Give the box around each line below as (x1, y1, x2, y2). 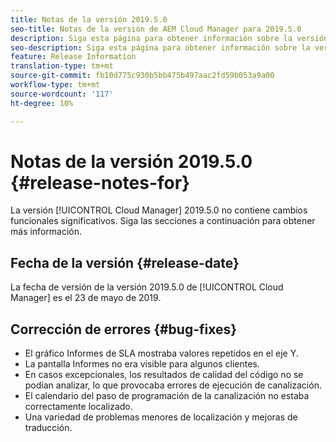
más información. (10, 226, 82, 238)
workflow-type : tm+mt (10, 80, 101, 90)
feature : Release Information (10, 52, 137, 62)
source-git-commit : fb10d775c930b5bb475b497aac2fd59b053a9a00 (10, 71, 275, 81)
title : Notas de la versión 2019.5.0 (10, 14, 168, 25)
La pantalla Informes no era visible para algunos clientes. (24, 358, 260, 370)
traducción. (24, 422, 73, 434)
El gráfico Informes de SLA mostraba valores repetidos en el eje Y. (24, 347, 299, 360)
